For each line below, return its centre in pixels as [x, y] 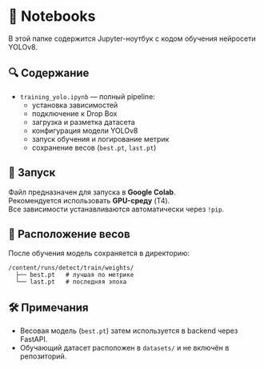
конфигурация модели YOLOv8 [85, 130]
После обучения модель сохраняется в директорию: [99, 253]
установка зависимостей [75, 105]
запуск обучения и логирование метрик [100, 138]
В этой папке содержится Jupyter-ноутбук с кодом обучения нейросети [132, 38]
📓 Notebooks [52, 16]
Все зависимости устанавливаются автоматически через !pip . [116, 209]
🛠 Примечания [48, 307]
